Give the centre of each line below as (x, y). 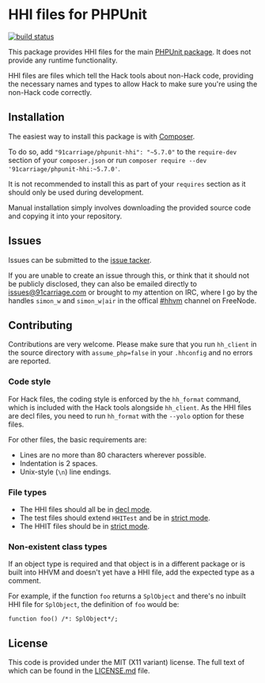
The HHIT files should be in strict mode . (85, 526)
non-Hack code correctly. (50, 92)
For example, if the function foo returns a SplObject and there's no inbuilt (127, 596)
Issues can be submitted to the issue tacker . (80, 260)
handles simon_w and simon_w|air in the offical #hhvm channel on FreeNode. (132, 300)
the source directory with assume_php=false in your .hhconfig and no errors (131, 353)
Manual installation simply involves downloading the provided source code (130, 207)
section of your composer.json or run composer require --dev (108, 160)
